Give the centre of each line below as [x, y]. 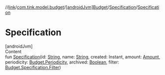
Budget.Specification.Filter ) [33, 67]
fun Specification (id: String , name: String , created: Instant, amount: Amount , [83, 57]
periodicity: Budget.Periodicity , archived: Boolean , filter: [62, 62]
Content [13, 51]
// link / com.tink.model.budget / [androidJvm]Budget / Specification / [71, 7]
